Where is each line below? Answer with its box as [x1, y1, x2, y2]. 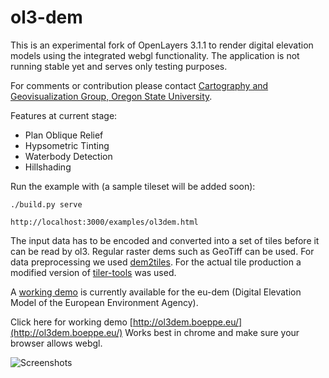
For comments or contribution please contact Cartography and [10, 79, 269, 91]
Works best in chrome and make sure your [124, 326, 300, 338]
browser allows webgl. [10, 337, 103, 349]
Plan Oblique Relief [24, 129, 104, 141]
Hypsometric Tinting [24, 139, 110, 151]
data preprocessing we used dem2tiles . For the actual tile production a [10, 256, 302, 268]
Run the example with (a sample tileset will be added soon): [10, 180, 256, 192]
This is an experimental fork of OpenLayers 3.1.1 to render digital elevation [10, 39, 314, 51]
